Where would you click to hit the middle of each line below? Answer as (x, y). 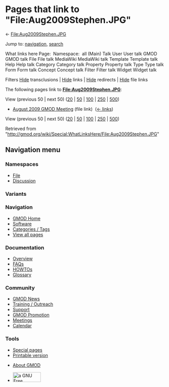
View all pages (28, 234)
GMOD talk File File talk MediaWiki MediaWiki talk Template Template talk (81, 59)
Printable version (30, 355)
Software (22, 224)
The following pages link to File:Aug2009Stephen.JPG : (64, 89)
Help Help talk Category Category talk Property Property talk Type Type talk (85, 64)
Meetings (22, 320)
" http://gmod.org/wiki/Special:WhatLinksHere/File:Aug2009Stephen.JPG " (82, 134)
